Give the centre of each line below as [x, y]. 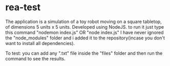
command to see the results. [35, 58]
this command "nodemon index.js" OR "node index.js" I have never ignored [84, 32]
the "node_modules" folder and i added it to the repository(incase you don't [85, 38]
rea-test [23, 7]
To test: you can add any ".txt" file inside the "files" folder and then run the [84, 53]
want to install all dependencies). [40, 43]
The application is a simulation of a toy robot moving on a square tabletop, [84, 21]
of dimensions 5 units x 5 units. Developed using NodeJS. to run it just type [85, 27]
